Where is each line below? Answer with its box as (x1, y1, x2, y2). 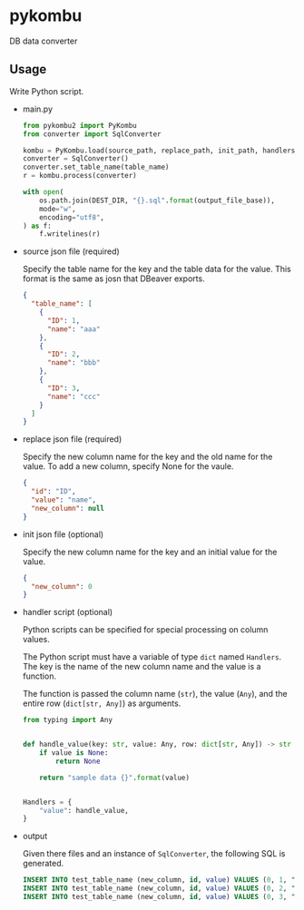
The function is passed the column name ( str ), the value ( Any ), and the (22, 689, 288, 700)
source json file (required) (22, 246, 120, 257)
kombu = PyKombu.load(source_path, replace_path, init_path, (22, 146, 260, 155)
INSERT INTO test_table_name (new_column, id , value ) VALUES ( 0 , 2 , (22, 884, 288, 894)
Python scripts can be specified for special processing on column (22, 624, 269, 635)
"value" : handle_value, (39, 806, 129, 815)
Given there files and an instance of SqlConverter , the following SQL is (22, 848, 286, 859)
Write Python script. (9, 85, 84, 96)
